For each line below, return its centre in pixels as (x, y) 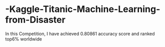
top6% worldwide (24, 39)
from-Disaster (35, 20)
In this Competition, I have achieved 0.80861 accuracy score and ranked (80, 33)
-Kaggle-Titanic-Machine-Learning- (83, 9)
